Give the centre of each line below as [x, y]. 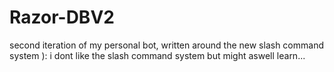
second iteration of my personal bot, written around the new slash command [166, 45]
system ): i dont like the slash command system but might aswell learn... [157, 55]
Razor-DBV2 [62, 17]
